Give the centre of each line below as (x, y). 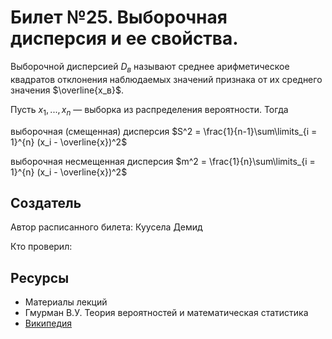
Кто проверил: (41, 247)
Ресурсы (40, 277)
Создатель (46, 202)
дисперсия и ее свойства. (124, 38)
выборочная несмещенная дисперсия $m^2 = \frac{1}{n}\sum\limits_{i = (163, 161)
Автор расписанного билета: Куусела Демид (106, 227)
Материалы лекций (66, 302)
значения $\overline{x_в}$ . (67, 90)
